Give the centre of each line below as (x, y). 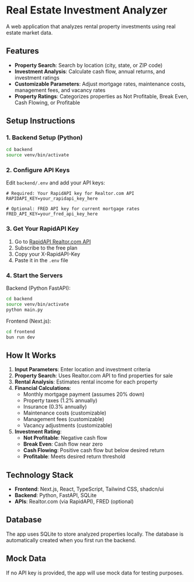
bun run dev (20, 337)
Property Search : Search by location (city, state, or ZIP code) (89, 65)
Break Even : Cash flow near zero (63, 444)
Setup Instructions (41, 121)
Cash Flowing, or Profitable (47, 102)
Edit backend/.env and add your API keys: (56, 183)
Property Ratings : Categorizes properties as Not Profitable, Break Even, (101, 96)
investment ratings (37, 77)
